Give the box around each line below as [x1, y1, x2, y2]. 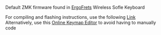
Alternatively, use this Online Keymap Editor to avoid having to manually [5, 20, 156, 25]
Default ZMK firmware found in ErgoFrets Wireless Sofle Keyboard [5, 5, 145, 10]
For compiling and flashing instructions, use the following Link [5, 14, 136, 20]
